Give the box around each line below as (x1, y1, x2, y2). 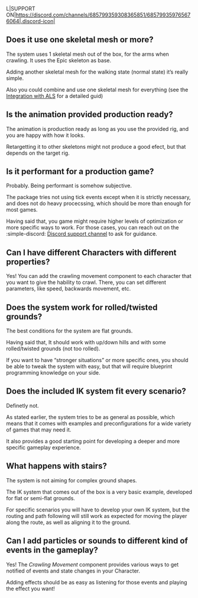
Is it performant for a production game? (6, 167, 154, 177)
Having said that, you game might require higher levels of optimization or (6, 218, 183, 225)
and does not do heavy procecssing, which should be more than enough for (6, 200, 191, 207)
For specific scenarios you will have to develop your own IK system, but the (6, 506, 190, 513)
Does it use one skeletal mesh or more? (6, 35, 154, 45)
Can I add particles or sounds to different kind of (6, 536, 188, 546)
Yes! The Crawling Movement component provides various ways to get (6, 561, 179, 568)
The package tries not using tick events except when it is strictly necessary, (6, 194, 191, 201)
